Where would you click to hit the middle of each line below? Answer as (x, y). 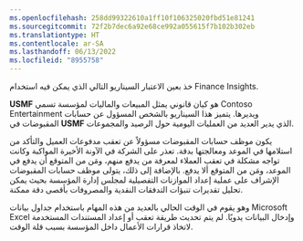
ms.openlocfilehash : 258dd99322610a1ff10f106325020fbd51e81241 (132, 18)
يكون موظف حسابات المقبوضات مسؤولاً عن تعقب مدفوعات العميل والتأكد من (141, 141)
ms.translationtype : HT (55, 35)
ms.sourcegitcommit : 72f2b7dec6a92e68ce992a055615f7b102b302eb (132, 26)
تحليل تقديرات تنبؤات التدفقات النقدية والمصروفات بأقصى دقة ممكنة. (126, 189)
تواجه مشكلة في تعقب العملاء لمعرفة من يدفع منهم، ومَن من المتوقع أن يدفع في (145, 160)
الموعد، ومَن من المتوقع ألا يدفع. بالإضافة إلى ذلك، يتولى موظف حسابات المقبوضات (150, 170)
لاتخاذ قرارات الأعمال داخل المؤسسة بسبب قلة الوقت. (101, 226)
